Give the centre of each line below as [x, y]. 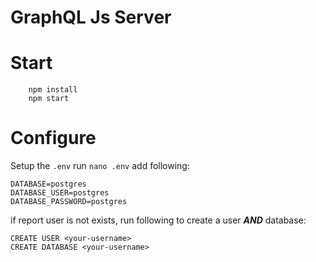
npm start [49, 99]
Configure [53, 138]
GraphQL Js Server [91, 17]
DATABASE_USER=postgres [60, 193]
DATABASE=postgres [48, 184]
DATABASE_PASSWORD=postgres [69, 202]
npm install [53, 90]
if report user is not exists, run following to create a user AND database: [158, 220]
